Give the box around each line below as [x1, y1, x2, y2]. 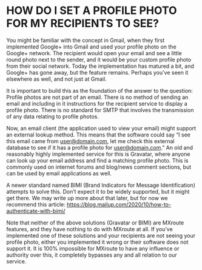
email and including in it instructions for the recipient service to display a [6, 100, 188, 107]
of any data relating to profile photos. [6, 113, 99, 120]
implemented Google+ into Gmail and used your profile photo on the [6, 43, 177, 50]
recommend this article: [6, 201, 66, 208]
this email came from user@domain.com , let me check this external [6, 137, 175, 144]
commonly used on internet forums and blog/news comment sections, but [6, 163, 192, 170]
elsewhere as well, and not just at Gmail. [6, 75, 107, 83]
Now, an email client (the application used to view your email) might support [6, 124, 196, 132]
